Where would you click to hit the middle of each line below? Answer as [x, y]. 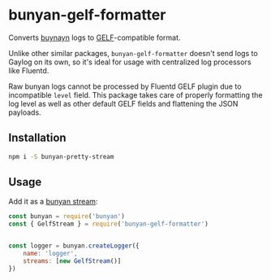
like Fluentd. [29, 70]
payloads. [25, 112]
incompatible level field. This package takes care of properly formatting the [135, 94]
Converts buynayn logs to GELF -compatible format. [95, 37]
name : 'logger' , [51, 254]
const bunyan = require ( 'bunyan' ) [67, 217]
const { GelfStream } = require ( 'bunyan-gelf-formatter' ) [108, 224]
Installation [37, 138]
